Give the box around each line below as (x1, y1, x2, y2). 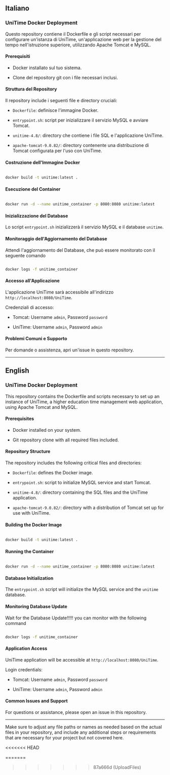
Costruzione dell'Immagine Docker (5, 159, 80, 165)
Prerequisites (5, 415, 34, 422)
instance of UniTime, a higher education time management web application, (5, 399, 163, 405)
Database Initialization (5, 575, 54, 581)
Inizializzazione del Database (5, 213, 68, 219)
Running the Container (5, 548, 54, 554)
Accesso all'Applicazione (5, 278, 60, 284)
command (5, 620, 26, 626)
